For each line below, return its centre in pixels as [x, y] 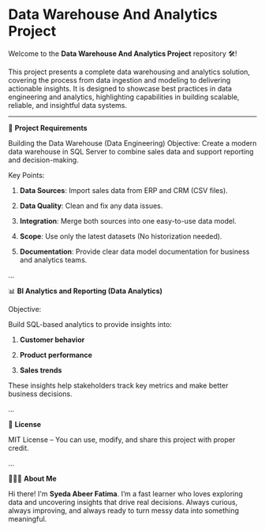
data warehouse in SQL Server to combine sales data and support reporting [131, 151]
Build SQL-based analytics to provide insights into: [90, 324]
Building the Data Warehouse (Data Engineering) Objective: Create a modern [132, 143]
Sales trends [41, 370]
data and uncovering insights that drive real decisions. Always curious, [123, 502]
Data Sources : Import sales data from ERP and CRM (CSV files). [124, 190]
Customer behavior [52, 340]
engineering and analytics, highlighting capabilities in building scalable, [124, 97]
